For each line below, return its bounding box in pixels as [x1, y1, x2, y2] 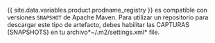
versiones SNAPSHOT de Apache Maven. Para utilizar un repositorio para [7, 13, 209, 21]
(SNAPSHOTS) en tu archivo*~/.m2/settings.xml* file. [7, 28, 160, 36]
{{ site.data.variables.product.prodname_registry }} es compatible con [7, 6, 208, 14]
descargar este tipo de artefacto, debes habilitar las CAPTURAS [7, 21, 189, 28]
